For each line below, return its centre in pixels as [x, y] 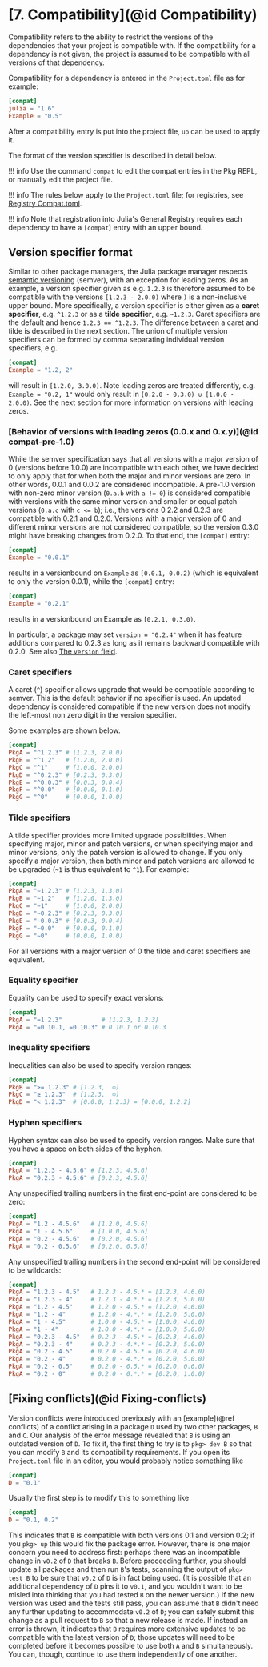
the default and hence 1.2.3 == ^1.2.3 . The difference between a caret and [133, 322]
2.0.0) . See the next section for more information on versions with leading [131, 402]
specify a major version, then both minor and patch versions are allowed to [132, 861]
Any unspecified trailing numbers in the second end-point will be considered [134, 1261]
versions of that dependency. [57, 62]
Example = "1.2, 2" [41, 370]
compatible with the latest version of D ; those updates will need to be [122, 1637]
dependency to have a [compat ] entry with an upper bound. [106, 227]
